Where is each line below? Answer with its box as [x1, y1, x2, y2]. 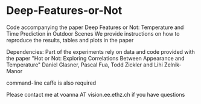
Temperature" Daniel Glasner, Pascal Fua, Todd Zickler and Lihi [6, 61, 163, 68]
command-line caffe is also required [6, 79, 97, 86]
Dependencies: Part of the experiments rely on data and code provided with [6, 48, 195, 55]
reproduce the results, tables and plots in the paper [6, 36, 134, 44]
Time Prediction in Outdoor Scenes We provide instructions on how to [6, 30, 180, 37]
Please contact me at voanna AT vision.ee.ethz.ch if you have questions [6, 91, 185, 98]
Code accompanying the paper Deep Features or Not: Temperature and [6, 24, 184, 31]
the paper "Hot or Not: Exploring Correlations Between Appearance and [6, 54, 185, 62]
